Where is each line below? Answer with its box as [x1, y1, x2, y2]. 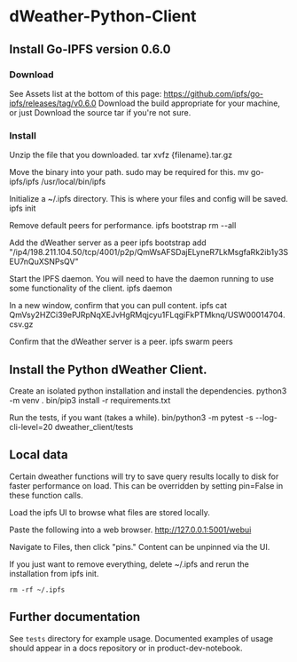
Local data [9, 447, 68, 463]
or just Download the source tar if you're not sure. [9, 107, 191, 117]
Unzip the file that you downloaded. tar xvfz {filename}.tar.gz [9, 149, 233, 161]
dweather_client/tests [54, 421, 134, 432]
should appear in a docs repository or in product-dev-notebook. [9, 642, 243, 653]
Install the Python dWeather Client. [9, 362, 207, 377]
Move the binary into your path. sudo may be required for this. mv [9, 167, 250, 178]
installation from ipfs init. [9, 568, 99, 578]
